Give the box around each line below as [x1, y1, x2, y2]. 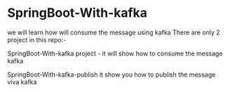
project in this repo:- [7, 35, 67, 44]
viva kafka [7, 77, 37, 86]
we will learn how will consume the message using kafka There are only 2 [7, 28, 221, 37]
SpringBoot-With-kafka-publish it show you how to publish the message [7, 70, 216, 79]
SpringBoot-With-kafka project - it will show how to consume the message [7, 49, 223, 58]
